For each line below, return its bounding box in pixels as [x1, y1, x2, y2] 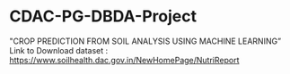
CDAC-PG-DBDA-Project [9, 6, 198, 27]
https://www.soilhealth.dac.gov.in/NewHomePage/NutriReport [9, 54, 240, 65]
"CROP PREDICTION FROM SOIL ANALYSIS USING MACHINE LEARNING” [9, 36, 281, 46]
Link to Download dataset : [9, 45, 109, 55]
